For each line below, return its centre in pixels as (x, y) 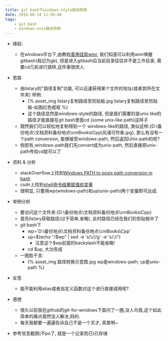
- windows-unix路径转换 (38, 29)
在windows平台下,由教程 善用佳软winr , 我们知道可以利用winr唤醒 (86, 54)
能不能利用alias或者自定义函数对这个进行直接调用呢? (74, 289)
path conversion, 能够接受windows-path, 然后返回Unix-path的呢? (92, 139)
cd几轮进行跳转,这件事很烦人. (55, 67)
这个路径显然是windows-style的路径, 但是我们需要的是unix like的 (95, 113)
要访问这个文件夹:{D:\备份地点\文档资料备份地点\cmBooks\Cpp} (86, 212)
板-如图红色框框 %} (48, 107)
